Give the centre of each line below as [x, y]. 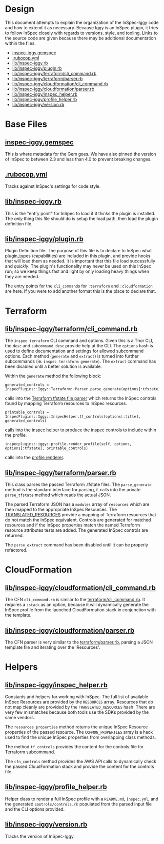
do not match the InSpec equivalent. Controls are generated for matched [78, 520]
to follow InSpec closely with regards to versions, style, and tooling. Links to [81, 33]
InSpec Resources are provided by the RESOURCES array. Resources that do [79, 702]
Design [20, 9]
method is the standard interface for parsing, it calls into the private [73, 490]
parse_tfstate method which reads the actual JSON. [58, 495]
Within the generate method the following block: [53, 376]
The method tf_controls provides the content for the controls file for [74, 747]
